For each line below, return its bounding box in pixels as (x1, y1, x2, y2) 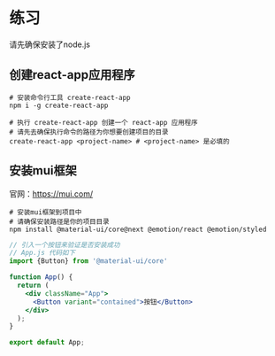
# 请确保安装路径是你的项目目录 (9, 217, 110, 226)
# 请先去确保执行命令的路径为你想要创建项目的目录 (9, 128, 169, 136)
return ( (17, 281, 50, 290)
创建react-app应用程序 (9, 67, 135, 82)
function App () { (9, 273, 73, 282)
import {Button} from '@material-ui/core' (9, 257, 168, 266)
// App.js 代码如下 (9, 249, 76, 258)
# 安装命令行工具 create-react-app (9, 93, 131, 102)
